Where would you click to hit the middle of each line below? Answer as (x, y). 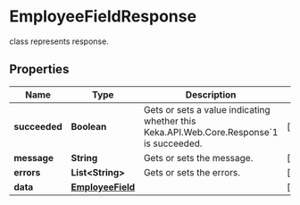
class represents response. (59, 41)
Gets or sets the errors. (192, 172)
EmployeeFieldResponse (103, 17)
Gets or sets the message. (198, 158)
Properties (39, 69)
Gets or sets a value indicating (207, 109)
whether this (170, 121)
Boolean (89, 126)
